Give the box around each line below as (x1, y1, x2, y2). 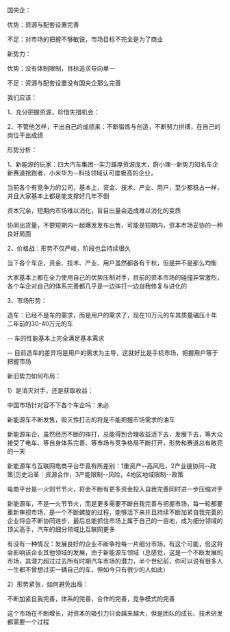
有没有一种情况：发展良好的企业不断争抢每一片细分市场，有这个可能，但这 (7, 540, 217, 548)
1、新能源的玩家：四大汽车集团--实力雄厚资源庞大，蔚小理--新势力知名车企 (7, 160, 219, 168)
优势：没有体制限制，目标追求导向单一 (7, 64, 115, 72)
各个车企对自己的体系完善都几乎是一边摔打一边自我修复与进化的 (7, 282, 187, 290)
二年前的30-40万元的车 (7, 319, 73, 328)
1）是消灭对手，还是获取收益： (7, 387, 94, 394)
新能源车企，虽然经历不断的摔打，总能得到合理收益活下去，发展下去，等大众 (7, 430, 223, 438)
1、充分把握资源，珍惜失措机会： (7, 108, 100, 116)
